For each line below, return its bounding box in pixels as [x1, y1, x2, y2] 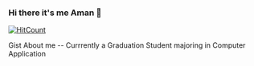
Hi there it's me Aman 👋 [8, 7, 102, 18]
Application [8, 49, 47, 59]
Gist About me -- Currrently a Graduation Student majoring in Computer [8, 41, 246, 50]
